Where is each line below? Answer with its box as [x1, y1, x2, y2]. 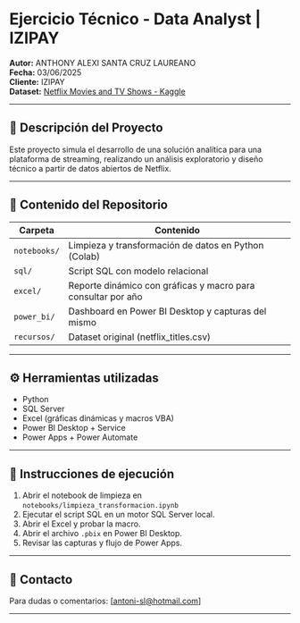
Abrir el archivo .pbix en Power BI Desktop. [21, 528, 183, 539]
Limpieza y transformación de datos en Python [68, 239, 264, 251]
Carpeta [19, 223, 55, 236]
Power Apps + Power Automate [21, 432, 138, 442]
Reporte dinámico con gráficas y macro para [68, 279, 255, 291]
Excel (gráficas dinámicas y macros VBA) [21, 413, 174, 424]
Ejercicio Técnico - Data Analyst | [9, 9, 262, 29]
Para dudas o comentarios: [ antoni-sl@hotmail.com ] [9, 595, 202, 606]
